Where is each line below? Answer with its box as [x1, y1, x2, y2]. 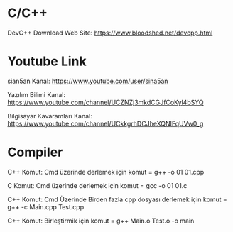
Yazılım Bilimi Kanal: [7, 90, 66, 99]
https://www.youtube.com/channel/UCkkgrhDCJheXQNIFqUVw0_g [7, 119, 204, 128]
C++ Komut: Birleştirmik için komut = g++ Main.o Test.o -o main [7, 216, 195, 225]
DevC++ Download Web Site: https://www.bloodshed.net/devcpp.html [7, 28, 213, 37]
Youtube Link [7, 53, 87, 70]
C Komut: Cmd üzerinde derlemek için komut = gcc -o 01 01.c [7, 181, 188, 189]
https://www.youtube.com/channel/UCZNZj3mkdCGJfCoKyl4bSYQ [7, 98, 204, 106]
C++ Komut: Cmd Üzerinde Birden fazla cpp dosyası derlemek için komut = [7, 195, 227, 204]
